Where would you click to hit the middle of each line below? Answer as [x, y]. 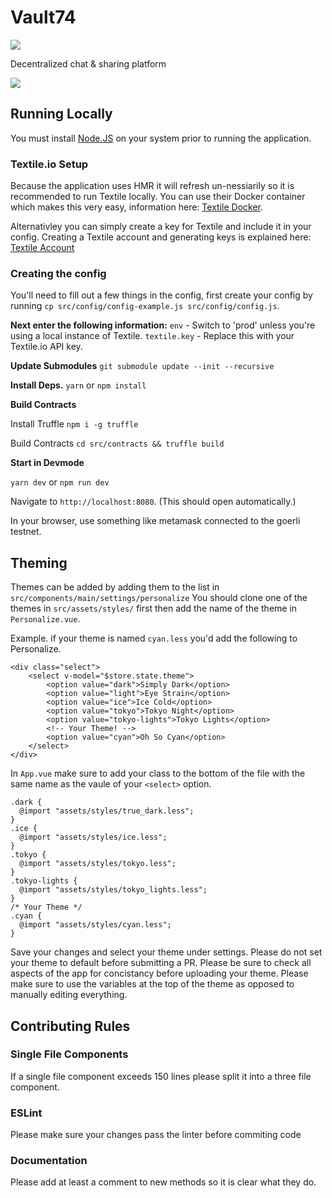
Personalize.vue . [45, 619]
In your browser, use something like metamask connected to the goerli [155, 521]
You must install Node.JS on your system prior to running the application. [161, 138]
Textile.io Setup [49, 164]
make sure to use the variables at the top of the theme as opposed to [152, 984]
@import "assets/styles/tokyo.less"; [98, 864]
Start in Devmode [47, 463]
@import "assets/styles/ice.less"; [93, 837]
